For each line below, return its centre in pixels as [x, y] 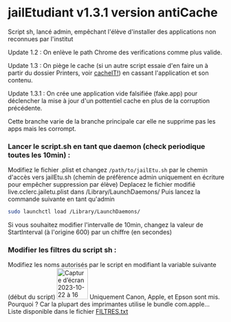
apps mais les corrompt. [42, 128]
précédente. [25, 108]
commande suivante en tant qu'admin [62, 199]
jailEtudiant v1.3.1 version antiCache [113, 13]
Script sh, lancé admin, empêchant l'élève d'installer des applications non [112, 32]
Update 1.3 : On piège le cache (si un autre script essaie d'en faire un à [108, 65]
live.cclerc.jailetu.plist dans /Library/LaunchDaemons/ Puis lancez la [104, 192]
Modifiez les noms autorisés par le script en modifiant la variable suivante [112, 265]
